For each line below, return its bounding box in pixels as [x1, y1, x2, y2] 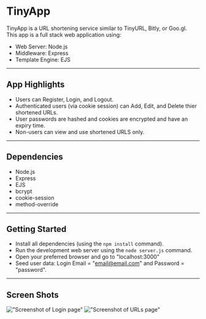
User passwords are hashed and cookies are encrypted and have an [15, 115, 188, 122]
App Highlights [6, 80, 65, 90]
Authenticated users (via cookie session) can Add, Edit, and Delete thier [15, 102, 197, 110]
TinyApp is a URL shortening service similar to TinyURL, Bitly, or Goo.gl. [6, 24, 188, 32]
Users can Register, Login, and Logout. [15, 96, 114, 103]
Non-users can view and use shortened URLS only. [15, 128, 145, 135]
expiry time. [15, 121, 45, 129]
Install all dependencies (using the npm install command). [15, 240, 164, 247]
